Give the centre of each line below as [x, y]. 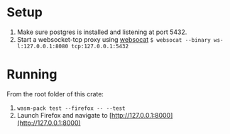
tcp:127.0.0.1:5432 [100, 46]
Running [32, 74]
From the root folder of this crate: [55, 94]
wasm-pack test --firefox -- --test [71, 108]
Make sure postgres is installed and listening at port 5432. [102, 32]
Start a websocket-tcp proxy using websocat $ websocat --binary [114, 39]
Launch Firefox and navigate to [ [64, 115]
